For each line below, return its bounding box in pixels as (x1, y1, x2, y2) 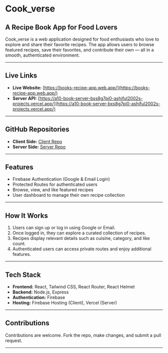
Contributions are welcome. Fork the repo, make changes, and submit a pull (5, 332, 161, 338)
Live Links (5, 71, 37, 80)
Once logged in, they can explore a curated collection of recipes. (12, 230, 146, 236)
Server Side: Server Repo (12, 144, 66, 150)
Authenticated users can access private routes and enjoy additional (12, 246, 151, 252)
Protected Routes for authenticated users (12, 181, 97, 188)
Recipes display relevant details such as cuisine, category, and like (12, 235, 150, 241)
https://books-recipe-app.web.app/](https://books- (44, 85, 150, 91)
